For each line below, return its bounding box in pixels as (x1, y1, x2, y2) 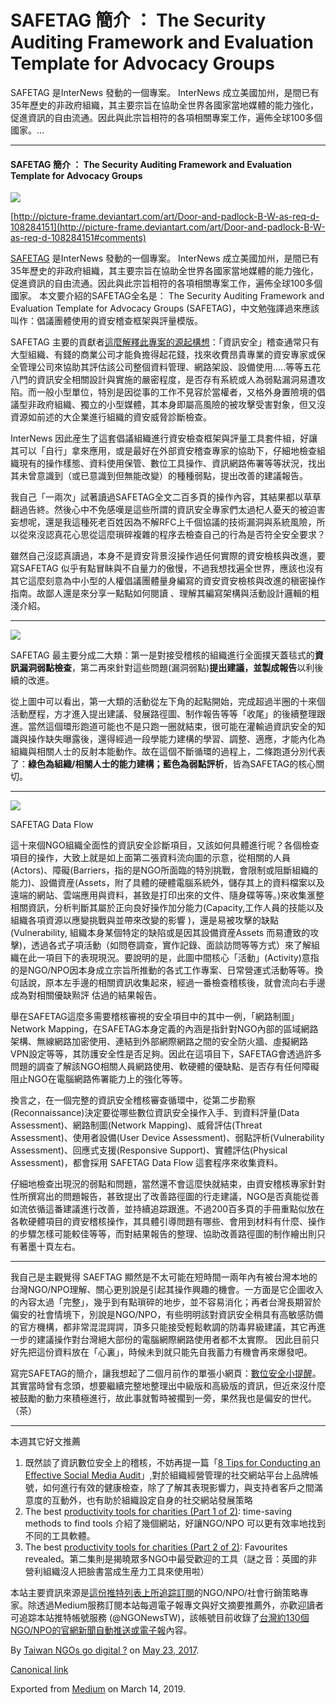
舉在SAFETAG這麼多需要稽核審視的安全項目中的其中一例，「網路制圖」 (10, 1011, 300, 1023)
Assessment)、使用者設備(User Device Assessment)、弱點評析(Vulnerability (10, 1132, 325, 1144)
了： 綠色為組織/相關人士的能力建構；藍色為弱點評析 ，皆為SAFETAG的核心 (10, 758, 317, 770)
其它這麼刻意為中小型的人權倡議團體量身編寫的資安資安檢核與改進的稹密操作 (10, 575, 326, 587)
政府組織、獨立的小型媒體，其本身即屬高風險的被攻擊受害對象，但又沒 (36, 399, 326, 411)
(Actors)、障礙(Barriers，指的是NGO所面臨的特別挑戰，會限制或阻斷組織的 (10, 864, 319, 876)
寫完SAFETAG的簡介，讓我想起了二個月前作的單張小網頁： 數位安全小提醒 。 (10, 1367, 322, 1380)
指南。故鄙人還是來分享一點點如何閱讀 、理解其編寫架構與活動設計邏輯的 (10, 587, 311, 600)
